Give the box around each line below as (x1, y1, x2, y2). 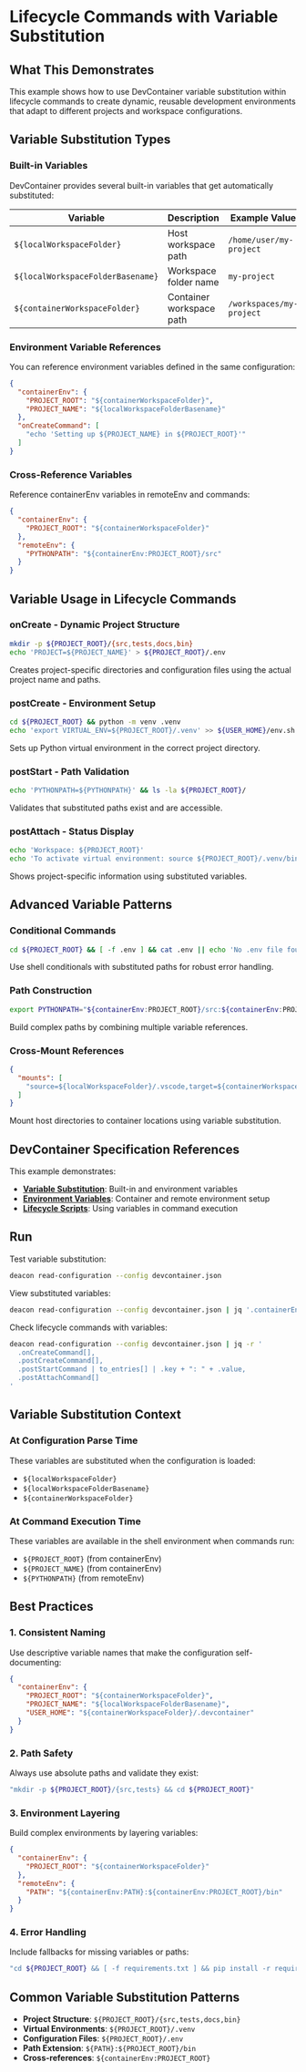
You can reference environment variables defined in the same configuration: (9, 361, 296, 372)
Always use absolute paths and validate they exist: (9, 1767, 199, 1778)
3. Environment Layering (9, 1807, 120, 1819)
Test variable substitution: (9, 1253, 107, 1264)
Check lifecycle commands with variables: (9, 1322, 168, 1333)
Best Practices (9, 1599, 94, 1614)
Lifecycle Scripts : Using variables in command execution (22, 1203, 239, 1214)
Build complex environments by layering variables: (9, 1828, 199, 1839)
